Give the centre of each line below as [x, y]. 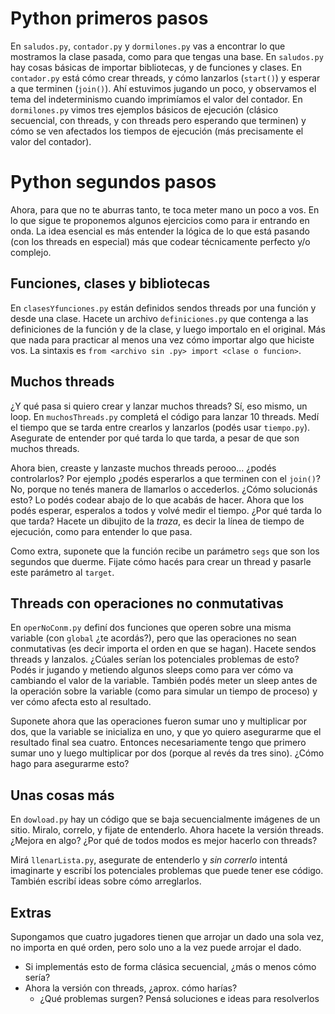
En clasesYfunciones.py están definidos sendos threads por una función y [163, 308]
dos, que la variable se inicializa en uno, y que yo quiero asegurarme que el [166, 732]
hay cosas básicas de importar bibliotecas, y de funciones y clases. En [156, 67]
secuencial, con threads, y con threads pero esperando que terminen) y [158, 120]
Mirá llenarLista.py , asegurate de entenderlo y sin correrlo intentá [149, 860]
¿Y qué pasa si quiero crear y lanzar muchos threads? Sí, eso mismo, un [159, 406]
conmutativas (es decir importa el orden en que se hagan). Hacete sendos [163, 649]
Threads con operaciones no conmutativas [147, 603]
